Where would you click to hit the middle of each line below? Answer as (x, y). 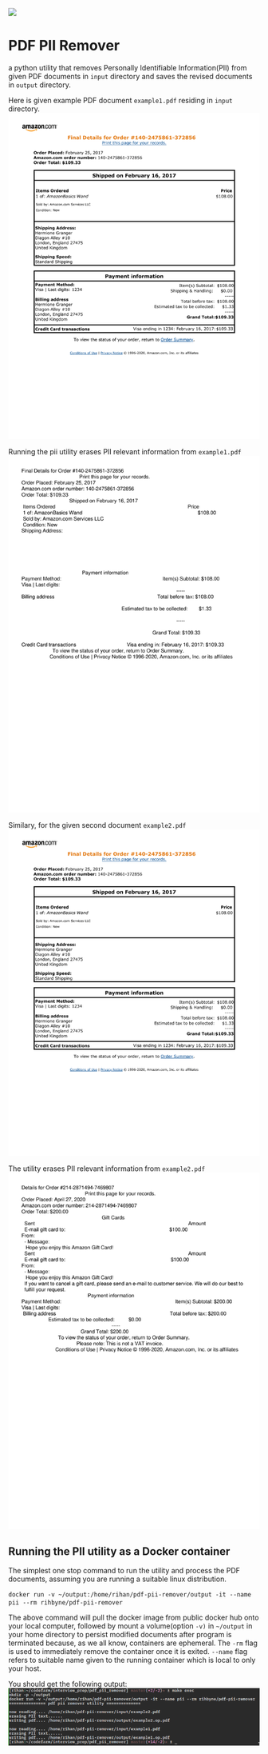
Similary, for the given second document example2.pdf (97, 825)
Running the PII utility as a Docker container (119, 1551)
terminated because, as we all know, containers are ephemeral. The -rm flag (133, 1643)
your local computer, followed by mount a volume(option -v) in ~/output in (130, 1626)
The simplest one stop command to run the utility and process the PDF (124, 1571)
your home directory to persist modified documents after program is (120, 1635)
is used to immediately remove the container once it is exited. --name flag (128, 1652)
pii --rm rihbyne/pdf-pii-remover (66, 1603)
